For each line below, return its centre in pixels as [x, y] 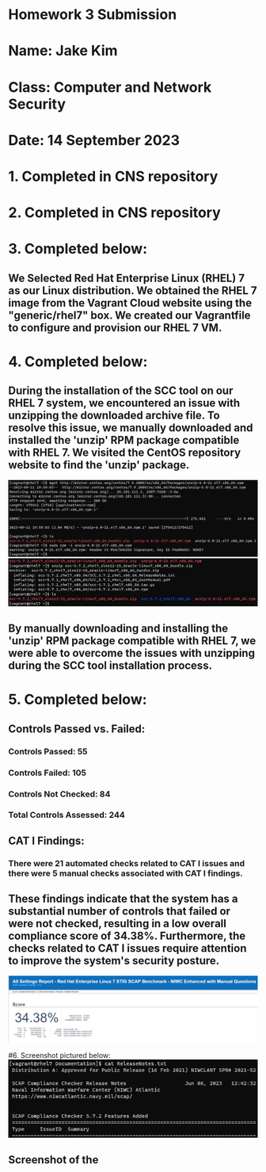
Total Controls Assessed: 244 [66, 815]
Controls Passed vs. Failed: [77, 729]
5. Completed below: [78, 700]
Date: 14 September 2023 [94, 140]
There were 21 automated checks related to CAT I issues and [127, 863]
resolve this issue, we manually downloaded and [131, 428]
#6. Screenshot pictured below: [59, 1056]
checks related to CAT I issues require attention [127, 949]
